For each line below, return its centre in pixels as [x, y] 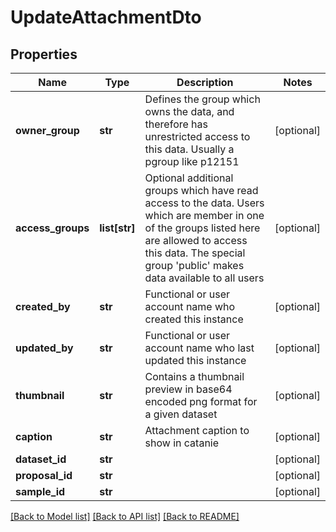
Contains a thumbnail [194, 376]
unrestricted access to [197, 136]
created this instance [194, 319]
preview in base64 [188, 389]
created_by [43, 306]
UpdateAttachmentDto [106, 17]
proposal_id [44, 475]
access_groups [52, 228]
